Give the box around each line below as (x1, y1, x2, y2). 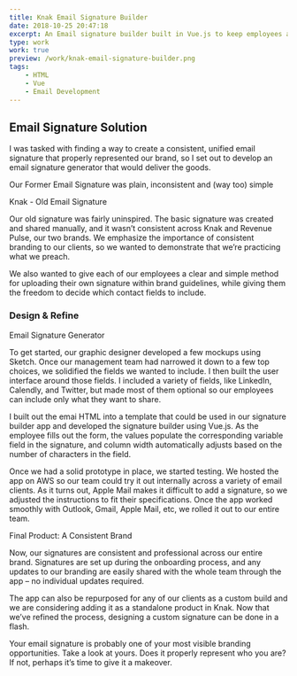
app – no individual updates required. (9, 575, 144, 586)
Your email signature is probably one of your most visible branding (9, 638, 252, 649)
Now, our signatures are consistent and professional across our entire (9, 547, 263, 558)
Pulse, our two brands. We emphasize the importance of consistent (9, 232, 255, 244)
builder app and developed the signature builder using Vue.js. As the (9, 420, 259, 431)
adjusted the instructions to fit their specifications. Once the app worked (9, 493, 273, 505)
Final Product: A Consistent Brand (9, 530, 133, 540)
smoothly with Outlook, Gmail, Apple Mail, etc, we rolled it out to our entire (9, 503, 280, 514)
